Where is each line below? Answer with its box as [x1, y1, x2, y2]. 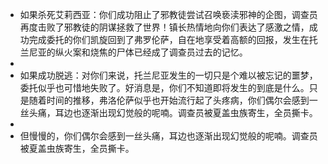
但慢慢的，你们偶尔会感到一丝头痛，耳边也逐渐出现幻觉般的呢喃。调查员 [19, 130, 318, 142]
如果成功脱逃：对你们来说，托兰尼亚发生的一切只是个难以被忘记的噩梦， [19, 69, 318, 81]
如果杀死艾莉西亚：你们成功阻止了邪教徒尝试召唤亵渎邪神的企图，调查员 [19, 9, 318, 20]
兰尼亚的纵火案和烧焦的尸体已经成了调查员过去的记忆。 [19, 46, 248, 58]
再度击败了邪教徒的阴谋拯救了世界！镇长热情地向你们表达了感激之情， [19, 21, 310, 33]
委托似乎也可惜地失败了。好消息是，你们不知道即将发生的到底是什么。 [19, 82, 310, 93]
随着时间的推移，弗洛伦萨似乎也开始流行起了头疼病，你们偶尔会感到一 [28, 94, 318, 106]
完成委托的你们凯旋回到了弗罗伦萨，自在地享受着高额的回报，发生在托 [28, 34, 318, 45]
